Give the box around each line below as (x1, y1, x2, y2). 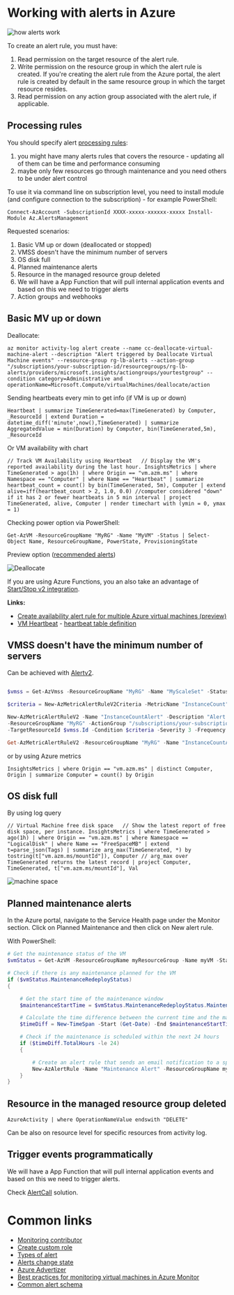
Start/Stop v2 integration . (7, 584, 80, 593)
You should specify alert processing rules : (7, 138, 128, 147)
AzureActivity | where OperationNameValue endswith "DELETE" (7, 1116, 189, 1123)
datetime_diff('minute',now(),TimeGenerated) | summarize (7, 419, 179, 427)
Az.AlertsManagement (29, 214, 89, 221)
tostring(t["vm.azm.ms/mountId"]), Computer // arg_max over (7, 853, 189, 860)
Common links (7, 1213, 93, 1229)
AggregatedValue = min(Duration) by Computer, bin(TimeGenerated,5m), (7, 425, 217, 432)
